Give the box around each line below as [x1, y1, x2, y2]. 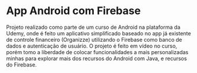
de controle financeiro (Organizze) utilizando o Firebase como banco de [6, 36, 182, 43]
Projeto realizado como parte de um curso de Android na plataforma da [6, 24, 181, 31]
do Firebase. [6, 61, 37, 68]
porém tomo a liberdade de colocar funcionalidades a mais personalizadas [6, 48, 189, 55]
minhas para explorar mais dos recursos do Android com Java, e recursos [6, 55, 187, 62]
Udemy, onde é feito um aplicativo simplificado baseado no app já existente [6, 29, 191, 36]
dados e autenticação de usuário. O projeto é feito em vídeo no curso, [6, 42, 177, 49]
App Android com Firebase [6, 4, 141, 18]
